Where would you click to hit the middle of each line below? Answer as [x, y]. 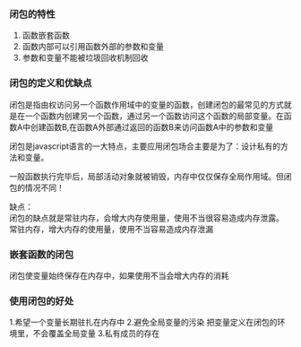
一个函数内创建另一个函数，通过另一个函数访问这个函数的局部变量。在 [154, 116]
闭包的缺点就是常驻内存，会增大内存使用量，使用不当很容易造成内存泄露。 [146, 218]
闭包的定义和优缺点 [51, 83]
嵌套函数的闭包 [42, 255]
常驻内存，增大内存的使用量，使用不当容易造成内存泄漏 [111, 229]
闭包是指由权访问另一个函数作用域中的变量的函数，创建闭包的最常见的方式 [146, 104]
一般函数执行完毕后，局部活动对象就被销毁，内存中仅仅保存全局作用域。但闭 [150, 176]
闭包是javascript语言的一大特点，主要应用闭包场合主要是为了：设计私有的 [145, 146]
